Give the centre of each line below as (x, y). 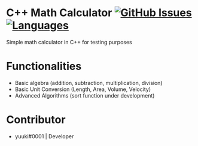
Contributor (36, 120)
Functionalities (44, 66)
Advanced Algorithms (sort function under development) (85, 95)
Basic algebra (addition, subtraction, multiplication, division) (89, 83)
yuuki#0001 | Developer (44, 136)
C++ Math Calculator (59, 13)
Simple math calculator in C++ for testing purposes (69, 42)
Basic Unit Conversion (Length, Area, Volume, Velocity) (83, 89)
